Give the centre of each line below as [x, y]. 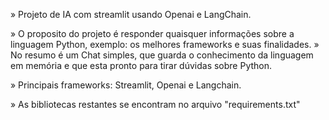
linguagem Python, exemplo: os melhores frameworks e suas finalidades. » [165, 44]
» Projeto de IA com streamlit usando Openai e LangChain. [131, 14]
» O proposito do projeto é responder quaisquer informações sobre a [152, 33]
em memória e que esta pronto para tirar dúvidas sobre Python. [141, 65]
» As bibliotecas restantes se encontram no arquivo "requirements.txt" [155, 104]
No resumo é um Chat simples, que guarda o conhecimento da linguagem [162, 55]
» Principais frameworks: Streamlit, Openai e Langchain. [126, 85]
